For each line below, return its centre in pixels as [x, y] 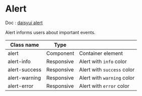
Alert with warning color [107, 77]
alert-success [25, 69]
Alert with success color [107, 69]
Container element [101, 53]
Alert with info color [103, 61]
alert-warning [24, 77]
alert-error [21, 86]
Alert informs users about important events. [50, 32]
